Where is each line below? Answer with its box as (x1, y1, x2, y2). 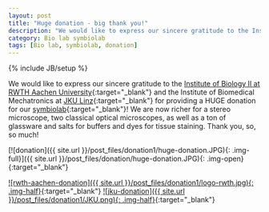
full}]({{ (8, 154, 34, 164)
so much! (8, 130, 39, 140)
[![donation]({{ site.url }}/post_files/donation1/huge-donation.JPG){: (8, 146, 231, 155)
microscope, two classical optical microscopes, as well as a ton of (8, 113, 227, 122)
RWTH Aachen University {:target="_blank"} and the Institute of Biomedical (8, 87, 255, 97)
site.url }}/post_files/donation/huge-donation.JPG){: (34, 154, 206, 164)
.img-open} (207, 154, 244, 164)
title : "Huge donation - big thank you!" (8, 19, 149, 27)
